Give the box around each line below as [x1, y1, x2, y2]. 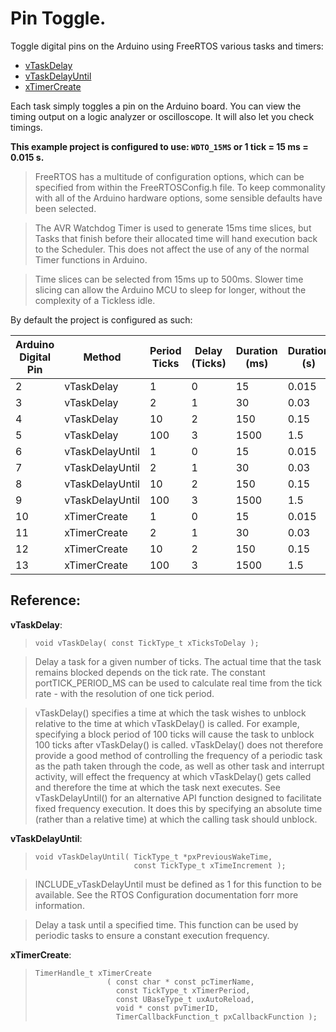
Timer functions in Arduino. [34, 253, 148, 266]
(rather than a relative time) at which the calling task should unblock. [34, 813, 318, 825]
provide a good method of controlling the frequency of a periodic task [34, 749, 323, 761]
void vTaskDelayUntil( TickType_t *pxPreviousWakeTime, [34, 852, 273, 862]
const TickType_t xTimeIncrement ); [133, 860, 287, 871]
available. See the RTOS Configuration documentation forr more [34, 888, 299, 901]
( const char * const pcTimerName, [106, 977, 255, 987]
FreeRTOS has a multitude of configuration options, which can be [34, 170, 305, 182]
